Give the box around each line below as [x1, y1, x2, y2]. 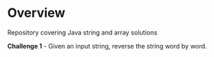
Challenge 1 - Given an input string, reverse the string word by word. [7, 42, 207, 50]
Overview [7, 5, 66, 21]
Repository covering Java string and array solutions [7, 28, 157, 37]
